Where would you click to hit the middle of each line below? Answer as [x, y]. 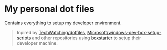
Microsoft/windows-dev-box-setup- [124, 32]
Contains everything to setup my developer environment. [63, 23]
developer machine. [37, 43]
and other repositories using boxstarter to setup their [87, 38]
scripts [24, 38]
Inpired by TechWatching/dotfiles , [52, 32]
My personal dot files [49, 9]
